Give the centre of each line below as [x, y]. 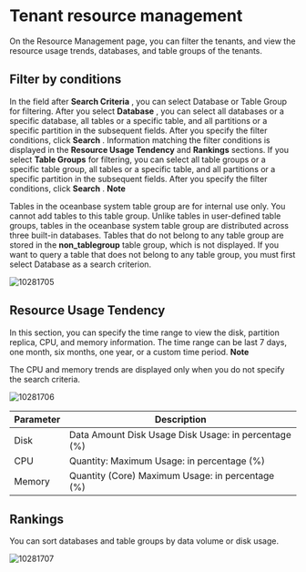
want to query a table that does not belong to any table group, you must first [153, 254]
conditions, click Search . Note [67, 189]
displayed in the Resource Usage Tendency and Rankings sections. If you [149, 149]
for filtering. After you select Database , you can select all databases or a [147, 111]
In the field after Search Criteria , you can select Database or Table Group [148, 101]
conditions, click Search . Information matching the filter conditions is [140, 140]
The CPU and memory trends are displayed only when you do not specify [147, 369]
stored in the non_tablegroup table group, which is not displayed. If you [144, 245]
